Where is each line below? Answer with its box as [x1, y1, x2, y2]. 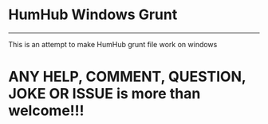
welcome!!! [8, 102, 85, 120]
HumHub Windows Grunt [8, 6, 178, 24]
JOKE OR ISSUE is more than [8, 85, 201, 103]
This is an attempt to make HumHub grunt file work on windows [8, 39, 218, 49]
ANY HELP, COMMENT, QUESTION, [8, 68, 246, 86]
